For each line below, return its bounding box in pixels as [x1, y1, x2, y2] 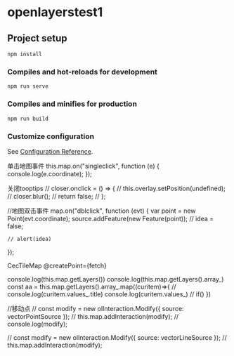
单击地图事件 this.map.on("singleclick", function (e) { [7, 161, 160, 170]
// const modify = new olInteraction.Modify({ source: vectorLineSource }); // [7, 333, 227, 341]
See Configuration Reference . [7, 147, 93, 155]
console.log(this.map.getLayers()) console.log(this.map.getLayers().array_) [7, 275, 224, 283]
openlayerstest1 [7, 4, 103, 20]
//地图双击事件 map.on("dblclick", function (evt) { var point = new [7, 206, 196, 215]
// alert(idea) [7, 235, 52, 242]
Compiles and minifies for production [7, 99, 137, 109]
